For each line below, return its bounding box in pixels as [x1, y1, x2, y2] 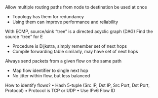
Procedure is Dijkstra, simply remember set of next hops [12, 43, 127, 49]
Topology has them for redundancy [12, 14, 84, 19]
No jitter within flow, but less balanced [12, 73, 90, 78]
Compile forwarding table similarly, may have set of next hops [12, 49, 138, 54]
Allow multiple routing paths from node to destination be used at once [5, 4, 147, 10]
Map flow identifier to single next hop [12, 67, 88, 73]
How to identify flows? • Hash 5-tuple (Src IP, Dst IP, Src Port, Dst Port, [5, 82, 150, 88]
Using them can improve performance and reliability [12, 19, 118, 25]
